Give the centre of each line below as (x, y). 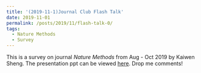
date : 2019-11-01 (28, 17)
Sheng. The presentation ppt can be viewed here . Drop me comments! (95, 63)
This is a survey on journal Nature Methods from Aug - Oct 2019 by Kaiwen (100, 57)
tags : (13, 29)
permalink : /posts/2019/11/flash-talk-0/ (60, 23)
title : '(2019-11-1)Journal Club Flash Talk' (65, 12)
